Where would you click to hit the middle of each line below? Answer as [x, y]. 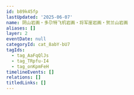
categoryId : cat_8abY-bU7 [38, 45]
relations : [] [24, 77]
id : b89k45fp [22, 12]
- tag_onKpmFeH [30, 66]
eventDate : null [26, 39]
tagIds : [16, 50]
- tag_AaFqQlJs [30, 55]
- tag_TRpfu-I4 [30, 61]
